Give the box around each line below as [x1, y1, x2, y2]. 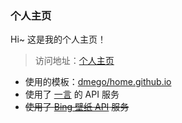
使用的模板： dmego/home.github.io [24, 76, 172, 88]
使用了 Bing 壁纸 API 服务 [24, 101, 130, 113]
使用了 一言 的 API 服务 [24, 88, 120, 101]
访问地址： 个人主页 [34, 55, 115, 67]
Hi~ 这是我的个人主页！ [10, 33, 107, 46]
